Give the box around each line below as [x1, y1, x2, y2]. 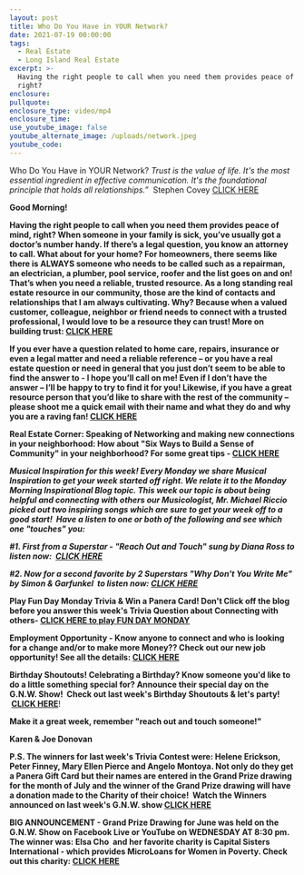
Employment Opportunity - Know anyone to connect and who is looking [9, 632, 285, 643]
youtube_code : [9, 140, 64, 149]
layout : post [9, 13, 59, 23]
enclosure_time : [9, 114, 71, 124]
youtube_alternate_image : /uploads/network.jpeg [9, 132, 197, 141]
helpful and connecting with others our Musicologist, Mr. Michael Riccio [9, 494, 288, 505]
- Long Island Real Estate [17, 55, 120, 65]
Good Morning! [9, 202, 68, 213]
